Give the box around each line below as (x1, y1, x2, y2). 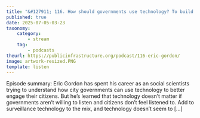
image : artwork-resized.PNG (6, 58, 76, 64)
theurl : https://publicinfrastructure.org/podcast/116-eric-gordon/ (6, 53, 180, 59)
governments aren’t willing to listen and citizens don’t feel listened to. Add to (6, 99, 194, 106)
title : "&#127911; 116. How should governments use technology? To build (6, 8, 194, 15)
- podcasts (27, 47, 55, 53)
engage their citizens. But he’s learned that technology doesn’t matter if (6, 93, 182, 100)
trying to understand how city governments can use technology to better (6, 87, 185, 94)
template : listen (6, 63, 50, 70)
